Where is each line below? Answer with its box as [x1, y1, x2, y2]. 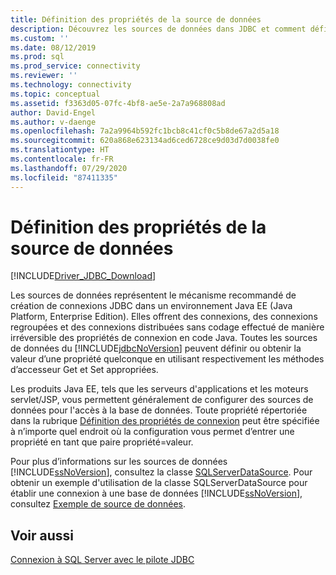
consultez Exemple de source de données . [10, 498, 187, 510]
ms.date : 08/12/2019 [10, 42, 97, 53]
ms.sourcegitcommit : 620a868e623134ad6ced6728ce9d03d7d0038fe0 [10, 136, 280, 146]
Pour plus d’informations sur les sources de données [10, 456, 228, 468]
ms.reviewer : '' [10, 71, 78, 81]
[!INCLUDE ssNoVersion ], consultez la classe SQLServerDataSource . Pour [10, 466, 313, 478]
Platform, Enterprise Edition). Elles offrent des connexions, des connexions [10, 311, 318, 323]
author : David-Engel [10, 107, 97, 118]
